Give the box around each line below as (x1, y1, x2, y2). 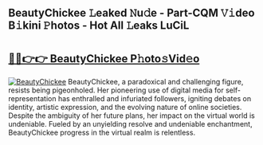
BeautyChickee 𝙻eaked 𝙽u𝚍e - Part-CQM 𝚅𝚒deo (8, 6, 255, 20)
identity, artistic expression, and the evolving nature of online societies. (8, 103, 242, 112)
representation (8, 94, 57, 103)
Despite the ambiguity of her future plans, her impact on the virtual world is (8, 111, 255, 120)
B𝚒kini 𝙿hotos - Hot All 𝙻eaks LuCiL (8, 19, 190, 33)
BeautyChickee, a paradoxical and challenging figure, (67, 77, 244, 86)
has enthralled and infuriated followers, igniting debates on (57, 94, 252, 103)
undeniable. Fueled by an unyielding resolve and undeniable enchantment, (8, 120, 253, 128)
